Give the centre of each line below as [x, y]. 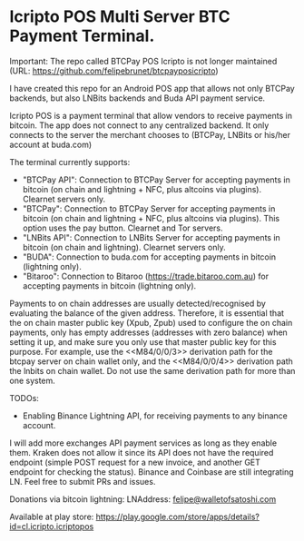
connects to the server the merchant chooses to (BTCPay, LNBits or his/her [150, 134]
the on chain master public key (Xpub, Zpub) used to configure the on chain [151, 322]
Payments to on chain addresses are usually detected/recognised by [137, 303]
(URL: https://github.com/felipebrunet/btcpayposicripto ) [114, 71]
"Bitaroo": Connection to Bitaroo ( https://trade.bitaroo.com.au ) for [146, 276]
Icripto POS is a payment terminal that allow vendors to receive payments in [151, 115]
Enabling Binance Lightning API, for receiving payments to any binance [155, 416]
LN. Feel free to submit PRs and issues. [83, 481]
